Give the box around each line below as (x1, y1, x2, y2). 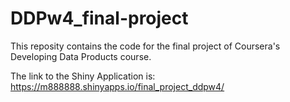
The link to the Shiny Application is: (10, 70, 156, 82)
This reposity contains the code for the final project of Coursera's (10, 40, 281, 52)
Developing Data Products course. (10, 50, 152, 62)
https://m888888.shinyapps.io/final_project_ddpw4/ (10, 80, 225, 92)
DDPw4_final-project (10, 7, 189, 30)
